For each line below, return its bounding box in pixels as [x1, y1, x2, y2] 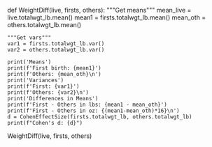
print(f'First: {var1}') [7, 83, 80, 90]
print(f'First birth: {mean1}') [7, 65, 101, 72]
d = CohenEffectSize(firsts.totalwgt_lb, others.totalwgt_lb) [7, 114, 192, 121]
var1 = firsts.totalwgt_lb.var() [7, 40, 105, 47]
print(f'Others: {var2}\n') [7, 89, 90, 96]
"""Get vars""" [7, 34, 52, 41]
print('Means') [7, 59, 52, 65]
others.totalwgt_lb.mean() [7, 21, 82, 29]
